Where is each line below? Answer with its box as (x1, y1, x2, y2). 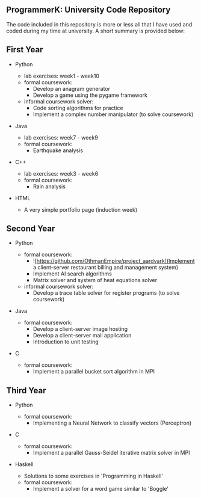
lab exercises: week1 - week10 (23, 72, 99, 79)
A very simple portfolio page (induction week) (23, 206, 138, 213)
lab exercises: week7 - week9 (23, 134, 98, 141)
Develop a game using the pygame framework (32, 91, 147, 99)
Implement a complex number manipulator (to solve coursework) (32, 111, 194, 118)
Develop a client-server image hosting (32, 325, 128, 333)
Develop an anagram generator (32, 85, 110, 92)
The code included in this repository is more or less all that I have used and (6, 20, 193, 28)
